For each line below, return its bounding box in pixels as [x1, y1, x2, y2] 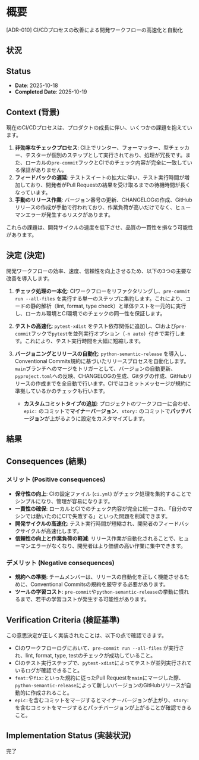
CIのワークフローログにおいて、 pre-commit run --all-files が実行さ [14, 644, 184, 652]
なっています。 [14, 188, 51, 196]
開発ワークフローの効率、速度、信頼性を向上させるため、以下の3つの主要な [6, 267, 192, 274]
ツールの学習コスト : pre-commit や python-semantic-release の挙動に [14, 588, 179, 595]
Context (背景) [6, 107, 61, 117]
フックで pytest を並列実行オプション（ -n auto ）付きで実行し [30, 330, 180, 337]
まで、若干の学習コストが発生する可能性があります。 [20, 595, 150, 603]
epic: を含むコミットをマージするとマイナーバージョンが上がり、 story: [14, 696, 190, 703]
